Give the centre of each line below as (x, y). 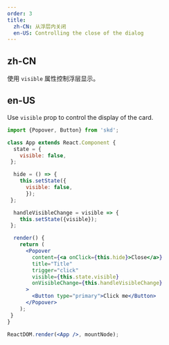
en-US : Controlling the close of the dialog (79, 33)
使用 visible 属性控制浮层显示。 (53, 79)
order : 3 (20, 14)
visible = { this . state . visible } (75, 277)
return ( (32, 245)
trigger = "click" (55, 270)
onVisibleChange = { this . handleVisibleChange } (97, 283)
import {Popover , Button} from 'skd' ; (63, 130)
